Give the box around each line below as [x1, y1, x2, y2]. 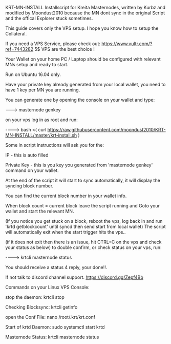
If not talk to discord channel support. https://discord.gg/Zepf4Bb [5, 274, 143, 280]
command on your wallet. [5, 167, 59, 174]
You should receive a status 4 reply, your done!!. [5, 264, 108, 270]
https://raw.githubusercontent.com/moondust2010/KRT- [47, 127, 166, 132]
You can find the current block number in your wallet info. [5, 193, 127, 199]
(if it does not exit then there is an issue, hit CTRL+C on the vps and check [5, 239, 162, 245]
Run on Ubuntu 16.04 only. [5, 71, 61, 78]
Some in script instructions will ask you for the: [5, 142, 104, 148]
